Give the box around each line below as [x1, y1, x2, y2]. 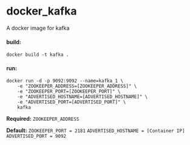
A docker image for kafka [6, 24, 70, 32]
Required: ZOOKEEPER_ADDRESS [6, 115, 80, 123]
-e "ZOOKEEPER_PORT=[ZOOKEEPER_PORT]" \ [17, 89, 121, 95]
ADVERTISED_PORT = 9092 [6, 133, 67, 140]
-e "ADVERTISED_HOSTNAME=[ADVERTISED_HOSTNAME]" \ [17, 94, 148, 100]
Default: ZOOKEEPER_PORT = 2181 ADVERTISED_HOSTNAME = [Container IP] [6, 127, 185, 134]
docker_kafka [6, 4, 77, 18]
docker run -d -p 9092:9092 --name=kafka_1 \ [6, 78, 123, 84]
